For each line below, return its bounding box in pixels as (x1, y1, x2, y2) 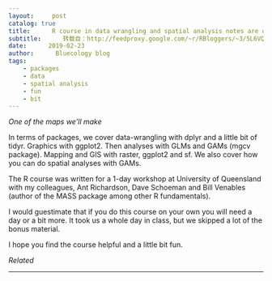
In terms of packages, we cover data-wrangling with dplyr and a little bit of (8, 133, 257, 143)
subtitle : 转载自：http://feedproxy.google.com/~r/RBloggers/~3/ (8, 34, 247, 43)
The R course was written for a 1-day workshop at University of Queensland (8, 174, 261, 184)
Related (8, 256, 34, 266)
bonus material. (8, 224, 61, 234)
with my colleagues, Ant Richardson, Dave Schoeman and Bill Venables (8, 183, 246, 193)
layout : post (8, 11, 67, 20)
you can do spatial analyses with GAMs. (8, 159, 142, 168)
